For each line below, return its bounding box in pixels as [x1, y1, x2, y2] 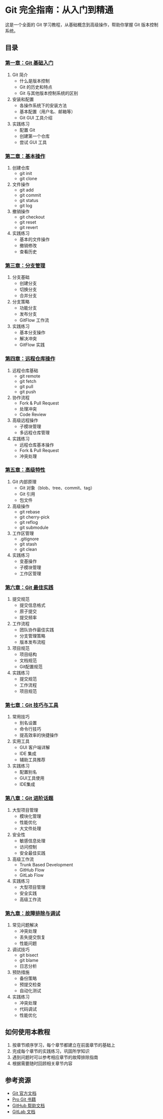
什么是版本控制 [19, 78, 50, 84]
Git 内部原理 [12, 479, 37, 485]
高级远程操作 [12, 417, 38, 423]
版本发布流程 [19, 639, 46, 645]
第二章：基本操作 [5, 153, 46, 160]
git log [19, 202, 33, 208]
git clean [19, 546, 37, 552]
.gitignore [19, 536, 39, 542]
